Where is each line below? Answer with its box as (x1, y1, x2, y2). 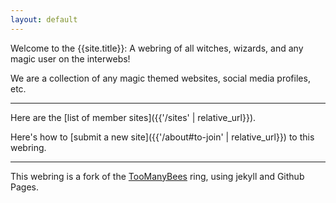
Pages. (10, 181, 39, 193)
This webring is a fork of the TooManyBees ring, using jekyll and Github (10, 170, 305, 182)
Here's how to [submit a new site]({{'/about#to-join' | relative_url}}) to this (10, 131, 315, 143)
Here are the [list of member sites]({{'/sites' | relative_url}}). (10, 111, 257, 123)
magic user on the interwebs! (10, 52, 131, 65)
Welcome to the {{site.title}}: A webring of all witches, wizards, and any (10, 42, 304, 54)
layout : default (10, 14, 78, 25)
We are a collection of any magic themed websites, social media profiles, (10, 72, 311, 84)
